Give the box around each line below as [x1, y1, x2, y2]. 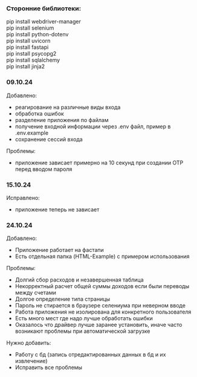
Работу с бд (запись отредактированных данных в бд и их [15, 351, 166, 358]
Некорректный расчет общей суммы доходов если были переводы [15, 283, 190, 290]
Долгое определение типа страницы [15, 295, 111, 303]
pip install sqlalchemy [6, 56, 60, 64]
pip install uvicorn [6, 37, 51, 45]
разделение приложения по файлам [15, 116, 109, 123]
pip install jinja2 [6, 63, 45, 70]
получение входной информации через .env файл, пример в [15, 123, 171, 130]
